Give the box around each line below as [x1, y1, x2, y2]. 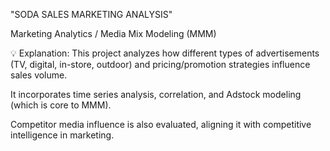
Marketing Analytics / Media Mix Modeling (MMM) [10, 28, 217, 39]
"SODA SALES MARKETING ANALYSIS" [10, 9, 173, 20]
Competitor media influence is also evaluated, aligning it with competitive [10, 119, 312, 130]
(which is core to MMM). [10, 99, 112, 111]
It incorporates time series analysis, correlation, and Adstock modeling [10, 89, 302, 100]
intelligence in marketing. [10, 129, 115, 141]
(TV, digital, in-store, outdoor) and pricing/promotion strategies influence [10, 59, 311, 70]
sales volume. [10, 69, 68, 81]
